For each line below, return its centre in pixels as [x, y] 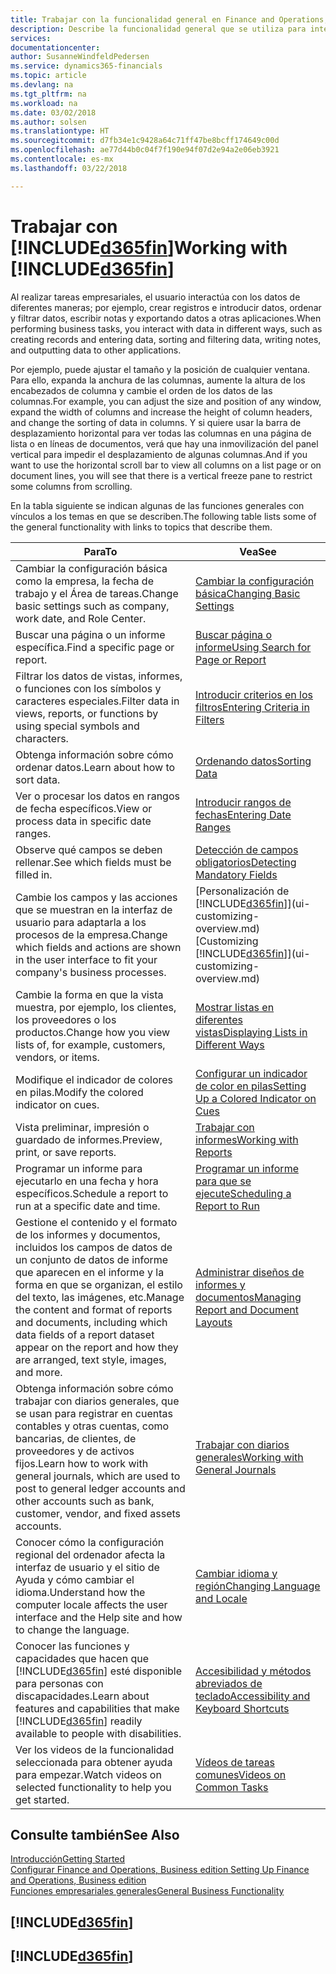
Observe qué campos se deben [89, 849]
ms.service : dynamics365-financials [86, 66]
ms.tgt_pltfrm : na [48, 94]
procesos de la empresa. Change [91, 934]
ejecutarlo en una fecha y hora [87, 1181]
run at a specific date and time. [88, 1206]
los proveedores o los [66, 1019]
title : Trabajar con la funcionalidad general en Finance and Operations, [169, 19]
